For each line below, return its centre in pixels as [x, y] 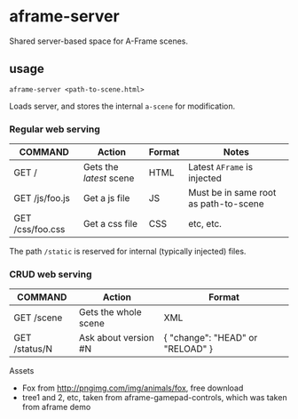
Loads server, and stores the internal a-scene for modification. [122, 106]
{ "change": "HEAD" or [211, 338]
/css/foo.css [39, 230]
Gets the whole [110, 312]
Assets [22, 371]
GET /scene [38, 318]
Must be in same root [232, 193]
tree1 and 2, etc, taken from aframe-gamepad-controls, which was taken [154, 398]
